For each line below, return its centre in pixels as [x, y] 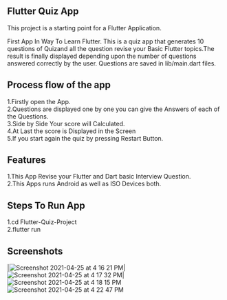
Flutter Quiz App [43, 11]
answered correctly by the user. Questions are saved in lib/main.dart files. [112, 63]
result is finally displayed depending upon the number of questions [102, 56]
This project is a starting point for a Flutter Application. [84, 28]
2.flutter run [24, 230]
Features [26, 160]
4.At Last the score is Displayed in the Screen [72, 131]
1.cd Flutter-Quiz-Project [42, 222]
